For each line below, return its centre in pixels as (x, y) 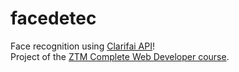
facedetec (53, 18)
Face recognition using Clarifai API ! (82, 46)
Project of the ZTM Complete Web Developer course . (120, 56)
